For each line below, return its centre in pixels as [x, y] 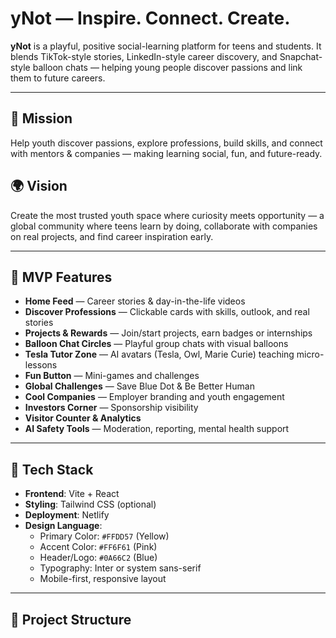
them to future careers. [58, 78]
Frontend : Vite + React [72, 494]
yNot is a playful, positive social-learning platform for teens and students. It [166, 46]
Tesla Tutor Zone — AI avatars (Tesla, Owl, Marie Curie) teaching [159, 354]
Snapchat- [301, 56]
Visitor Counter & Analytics [83, 418]
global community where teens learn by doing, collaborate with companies [164, 226]
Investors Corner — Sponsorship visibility [111, 408]
